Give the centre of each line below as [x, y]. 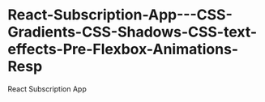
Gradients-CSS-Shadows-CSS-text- [132, 32]
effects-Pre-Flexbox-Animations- [123, 49]
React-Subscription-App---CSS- [120, 15]
